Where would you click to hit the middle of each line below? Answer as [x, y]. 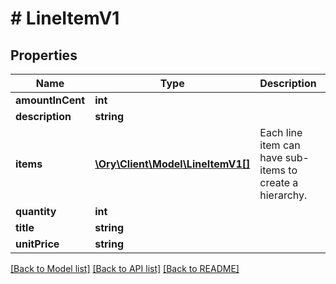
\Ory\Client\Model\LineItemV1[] [172, 164]
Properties [44, 55]
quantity [36, 211]
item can [280, 145]
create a [279, 182]
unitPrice [37, 244]
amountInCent [50, 100]
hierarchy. [283, 195]
